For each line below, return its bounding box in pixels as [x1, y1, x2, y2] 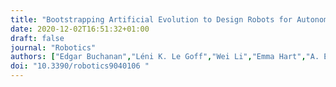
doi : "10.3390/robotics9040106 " [10, 61, 150, 71]
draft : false [10, 33, 65, 43]
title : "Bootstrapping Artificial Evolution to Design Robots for [10, 14, 293, 25]
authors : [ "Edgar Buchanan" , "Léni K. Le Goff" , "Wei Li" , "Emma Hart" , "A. [10, 52, 320, 62]
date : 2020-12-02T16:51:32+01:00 [10, 24, 150, 34]
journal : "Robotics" [10, 42, 97, 53]
